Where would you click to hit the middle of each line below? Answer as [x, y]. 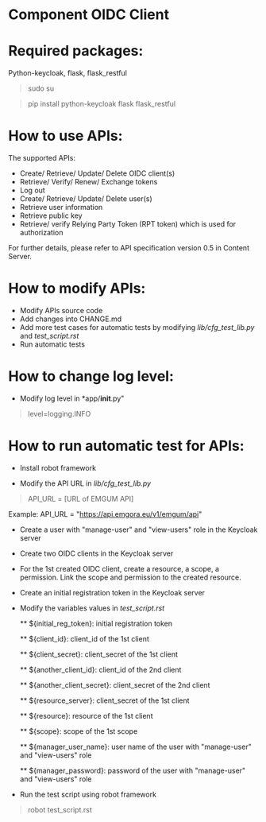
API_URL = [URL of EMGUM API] [81, 498]
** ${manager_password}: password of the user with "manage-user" [133, 770]
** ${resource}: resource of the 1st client [86, 715]
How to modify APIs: [77, 289]
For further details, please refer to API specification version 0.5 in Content [129, 248]
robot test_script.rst [60, 809]
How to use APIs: [66, 136]
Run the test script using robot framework [88, 794]
